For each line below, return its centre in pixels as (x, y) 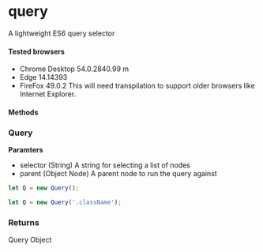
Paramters (26, 150)
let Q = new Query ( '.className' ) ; (65, 202)
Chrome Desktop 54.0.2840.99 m (74, 69)
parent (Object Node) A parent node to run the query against (118, 174)
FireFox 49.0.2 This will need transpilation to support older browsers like (137, 86)
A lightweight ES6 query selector (62, 33)
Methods (23, 112)
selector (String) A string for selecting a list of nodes (105, 165)
